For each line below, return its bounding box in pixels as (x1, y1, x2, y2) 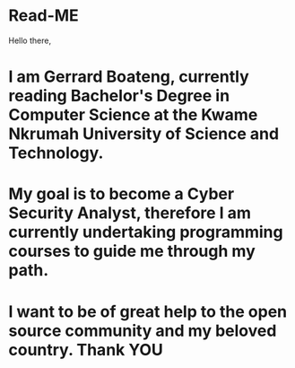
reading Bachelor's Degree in (8, 86, 230, 106)
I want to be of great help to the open (8, 302, 288, 321)
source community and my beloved (8, 320, 277, 341)
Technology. (8, 143, 104, 163)
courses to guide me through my (8, 241, 256, 261)
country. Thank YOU (8, 339, 163, 360)
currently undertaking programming (8, 222, 283, 242)
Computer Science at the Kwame (8, 105, 258, 126)
